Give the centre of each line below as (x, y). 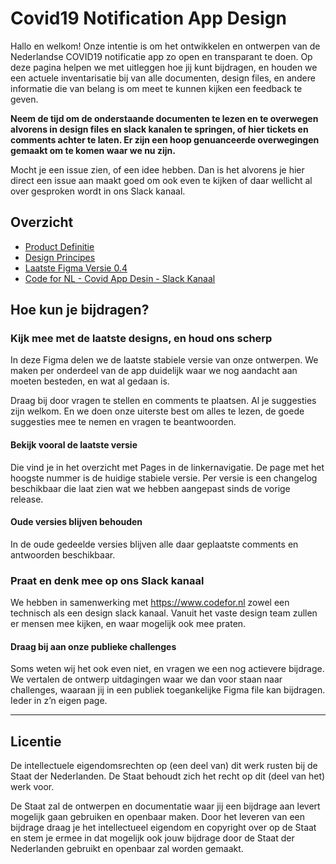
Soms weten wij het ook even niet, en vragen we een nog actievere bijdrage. (167, 669)
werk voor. (32, 787)
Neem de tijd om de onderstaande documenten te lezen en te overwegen (164, 118)
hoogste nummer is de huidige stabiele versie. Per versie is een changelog (164, 478)
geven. (24, 99)
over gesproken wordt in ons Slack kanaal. (98, 191)
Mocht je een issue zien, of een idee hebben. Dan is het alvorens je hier (157, 169)
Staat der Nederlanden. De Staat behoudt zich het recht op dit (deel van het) (168, 776)
